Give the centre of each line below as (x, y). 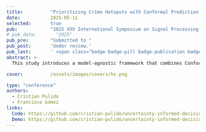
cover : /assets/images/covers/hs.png (67, 74)
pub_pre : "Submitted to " (49, 40)
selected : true (34, 23)
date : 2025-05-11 (42, 18)
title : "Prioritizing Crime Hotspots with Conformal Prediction (103, 12)
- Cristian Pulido (36, 97)
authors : (17, 91)
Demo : (19, 119)
